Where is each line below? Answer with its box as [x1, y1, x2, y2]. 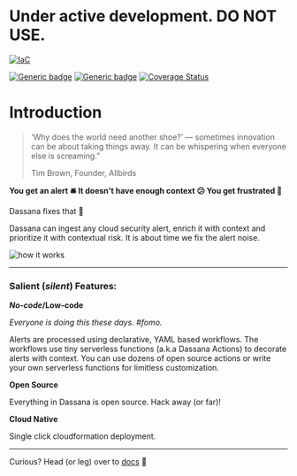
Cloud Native [9, 414, 58, 425]
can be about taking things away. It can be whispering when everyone [30, 141, 287, 151]
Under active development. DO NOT [9, 6, 277, 27]
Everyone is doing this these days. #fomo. [9, 317, 163, 328]
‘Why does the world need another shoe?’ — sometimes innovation [30, 131, 276, 142]
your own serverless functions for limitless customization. [9, 363, 219, 373]
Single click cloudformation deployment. [9, 431, 156, 441]
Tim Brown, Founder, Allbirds [30, 167, 137, 178]
